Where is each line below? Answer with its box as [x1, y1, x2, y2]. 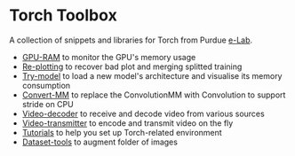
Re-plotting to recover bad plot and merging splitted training [21, 61, 243, 72]
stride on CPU [21, 98, 74, 109]
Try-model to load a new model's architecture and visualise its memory [21, 70, 283, 81]
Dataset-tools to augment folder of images [21, 136, 178, 147]
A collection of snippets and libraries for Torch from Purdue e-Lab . [9, 35, 253, 45]
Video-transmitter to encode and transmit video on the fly [21, 117, 234, 129]
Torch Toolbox [9, 5, 117, 26]
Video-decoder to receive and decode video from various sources [21, 108, 265, 119]
